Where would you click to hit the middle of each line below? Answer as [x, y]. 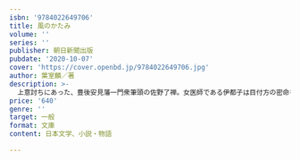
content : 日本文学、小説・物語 [61, 134]
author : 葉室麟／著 [42, 76]
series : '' [29, 42]
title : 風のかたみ [40, 26]
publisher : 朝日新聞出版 [51, 51]
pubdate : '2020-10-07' [51, 59]
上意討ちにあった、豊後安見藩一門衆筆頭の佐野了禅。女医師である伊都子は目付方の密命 [154, 92]
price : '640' [33, 101]
